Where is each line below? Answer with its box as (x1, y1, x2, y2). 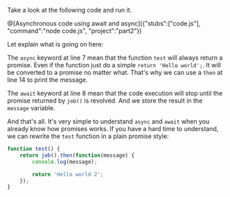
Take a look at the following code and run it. (7, 6, 132, 14)
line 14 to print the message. (7, 76, 88, 84)
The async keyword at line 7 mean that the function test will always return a (7, 53, 223, 62)
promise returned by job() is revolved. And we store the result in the (7, 96, 203, 105)
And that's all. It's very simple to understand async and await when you (7, 117, 210, 126)
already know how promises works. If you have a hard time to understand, (7, 125, 219, 132)
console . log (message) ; (32, 158, 98, 165)
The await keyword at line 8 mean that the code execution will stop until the (7, 89, 223, 97)
